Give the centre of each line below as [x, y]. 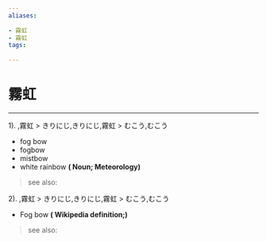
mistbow [34, 158]
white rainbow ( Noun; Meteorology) [80, 166]
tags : [17, 45]
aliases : [23, 16]
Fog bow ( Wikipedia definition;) [74, 214]
